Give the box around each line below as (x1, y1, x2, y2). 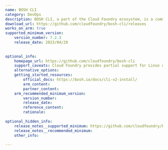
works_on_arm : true (5, 26, 46, 31)
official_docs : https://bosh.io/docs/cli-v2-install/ (23, 77, 137, 82)
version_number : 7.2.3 (14, 35, 61, 40)
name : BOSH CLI (5, 7, 37, 12)
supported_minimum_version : (5, 30, 64, 35)
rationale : (23, 109, 46, 115)
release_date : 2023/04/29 (14, 40, 68, 45)
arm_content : (23, 81, 50, 86)
